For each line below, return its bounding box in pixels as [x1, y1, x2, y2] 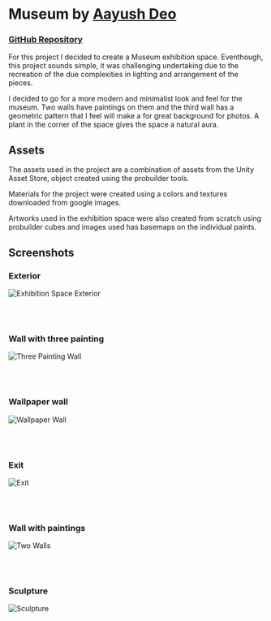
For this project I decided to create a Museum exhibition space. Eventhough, [8, 52, 264, 62]
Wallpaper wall [8, 396, 69, 408]
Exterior [8, 270, 41, 281]
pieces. [8, 78, 33, 88]
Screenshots [8, 245, 75, 260]
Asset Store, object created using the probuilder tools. [8, 174, 189, 183]
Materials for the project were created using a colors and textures [8, 189, 228, 199]
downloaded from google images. [8, 198, 122, 208]
